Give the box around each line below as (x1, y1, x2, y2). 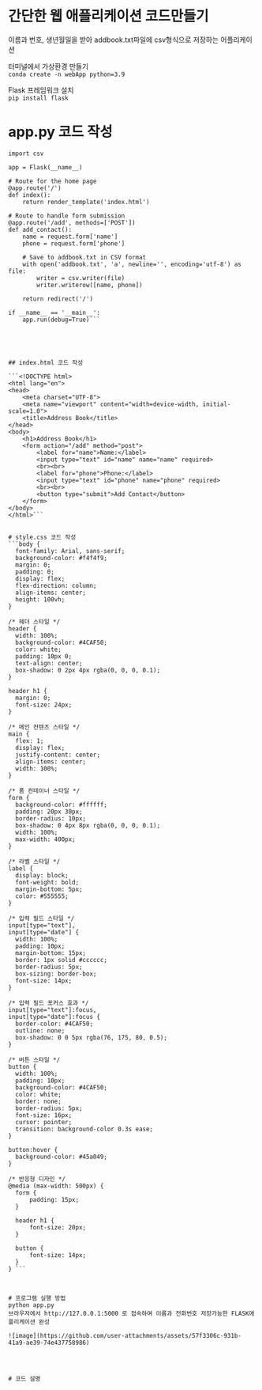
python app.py (8, 1301, 55, 1309)
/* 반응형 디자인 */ (8, 1175, 65, 1183)
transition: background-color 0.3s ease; (15, 1125, 154, 1133)
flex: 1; (15, 737, 44, 744)
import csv (8, 150, 44, 157)
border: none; (15, 1097, 62, 1105)
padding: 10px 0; (15, 652, 73, 661)
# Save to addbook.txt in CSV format (22, 253, 147, 261)
